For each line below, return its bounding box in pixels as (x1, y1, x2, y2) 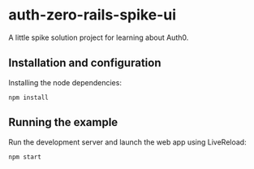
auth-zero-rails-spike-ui (8, 6, 177, 24)
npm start (8, 153, 42, 161)
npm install (8, 93, 49, 102)
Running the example (8, 115, 118, 129)
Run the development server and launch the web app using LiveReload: (8, 136, 247, 147)
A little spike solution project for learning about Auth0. (8, 32, 189, 42)
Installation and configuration (8, 56, 161, 70)
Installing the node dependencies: (8, 77, 122, 87)
